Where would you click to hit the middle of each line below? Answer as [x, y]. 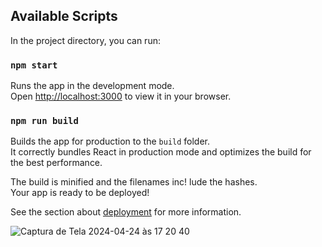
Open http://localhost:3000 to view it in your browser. [121, 96]
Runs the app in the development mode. [92, 86]
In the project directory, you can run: [85, 40]
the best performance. [56, 163]
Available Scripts [64, 16]
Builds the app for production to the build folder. [110, 141]
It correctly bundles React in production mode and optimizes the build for [161, 152]
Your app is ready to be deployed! [80, 193]
